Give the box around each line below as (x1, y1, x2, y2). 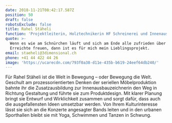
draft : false (5, 17, 33, 22)
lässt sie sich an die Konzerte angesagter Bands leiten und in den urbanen (5, 107, 162, 113)
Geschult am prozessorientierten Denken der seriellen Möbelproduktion (5, 79, 157, 86)
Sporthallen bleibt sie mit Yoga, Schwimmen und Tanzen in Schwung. (5, 112, 152, 118)
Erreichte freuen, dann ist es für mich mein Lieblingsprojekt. (10, 46, 150, 51)
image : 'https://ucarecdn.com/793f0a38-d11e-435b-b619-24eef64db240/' (5, 60, 159, 65)
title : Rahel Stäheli (5, 27, 52, 32)
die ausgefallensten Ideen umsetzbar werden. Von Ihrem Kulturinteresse (5, 101, 158, 108)
